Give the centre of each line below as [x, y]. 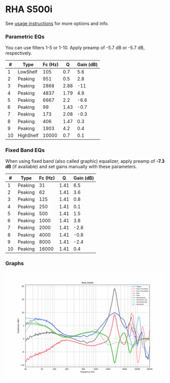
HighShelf [28, 135]
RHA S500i [29, 9]
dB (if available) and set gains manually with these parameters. [71, 167]
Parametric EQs [25, 37]
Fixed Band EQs [25, 150]
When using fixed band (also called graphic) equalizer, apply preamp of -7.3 [85, 161]
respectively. [19, 53]
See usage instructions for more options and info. [57, 23]
